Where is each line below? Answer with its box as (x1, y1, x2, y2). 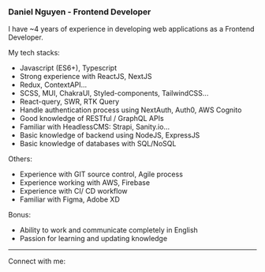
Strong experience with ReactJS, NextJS (19, 72, 152, 81)
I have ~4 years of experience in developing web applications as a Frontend (8, 25, 255, 34)
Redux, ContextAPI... (19, 80, 88, 89)
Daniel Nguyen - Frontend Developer (8, 6, 151, 17)
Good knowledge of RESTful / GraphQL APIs (19, 114, 164, 123)
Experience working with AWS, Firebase (19, 178, 151, 187)
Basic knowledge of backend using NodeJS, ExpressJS (19, 130, 200, 140)
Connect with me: (8, 256, 65, 266)
